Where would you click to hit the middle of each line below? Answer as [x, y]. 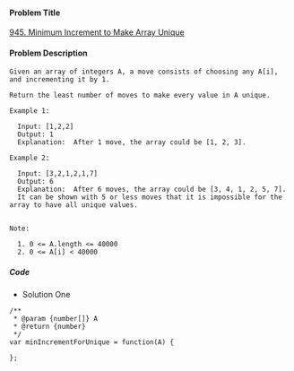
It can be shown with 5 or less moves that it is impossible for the [150, 197]
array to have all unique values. [74, 205]
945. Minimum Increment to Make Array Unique [97, 32]
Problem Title [35, 13]
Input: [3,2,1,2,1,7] [58, 174]
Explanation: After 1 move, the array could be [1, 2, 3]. [132, 142]
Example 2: [30, 158]
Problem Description [48, 53]
